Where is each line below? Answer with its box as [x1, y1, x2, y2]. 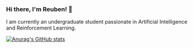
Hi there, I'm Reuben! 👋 [6, 5, 73, 13]
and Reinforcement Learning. [6, 24, 76, 31]
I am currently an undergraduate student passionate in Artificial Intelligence [6, 19, 188, 25]
